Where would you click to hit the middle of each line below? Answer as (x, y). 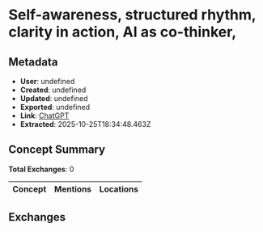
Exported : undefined (55, 107)
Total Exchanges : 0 (41, 169)
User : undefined (47, 81)
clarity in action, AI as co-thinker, (123, 32)
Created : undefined (53, 90)
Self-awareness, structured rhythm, (132, 15)
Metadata (33, 62)
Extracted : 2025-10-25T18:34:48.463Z (85, 124)
